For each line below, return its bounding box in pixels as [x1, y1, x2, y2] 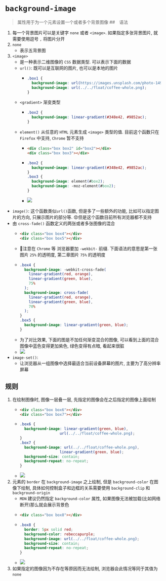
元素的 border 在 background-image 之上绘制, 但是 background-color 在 [12, 479, 154, 485]
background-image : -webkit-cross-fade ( [24, 267, 106, 272]
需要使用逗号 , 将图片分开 [12, 36, 65, 42]
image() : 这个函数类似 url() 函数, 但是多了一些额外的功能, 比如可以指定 [12, 208, 155, 214]
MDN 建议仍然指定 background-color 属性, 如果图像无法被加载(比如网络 [19, 496, 161, 502]
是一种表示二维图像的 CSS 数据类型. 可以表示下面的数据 [19, 59, 131, 65]
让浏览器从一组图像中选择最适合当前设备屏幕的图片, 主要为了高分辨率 [19, 360, 161, 366]
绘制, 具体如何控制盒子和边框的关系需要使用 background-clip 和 [21, 485, 151, 491]
